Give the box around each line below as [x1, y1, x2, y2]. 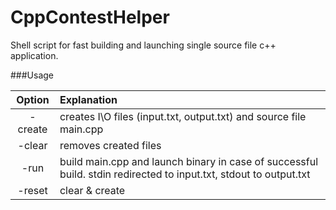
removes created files [59, 138, 162, 152]
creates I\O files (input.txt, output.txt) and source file [59, 109, 307, 123]
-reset [17, 183, 48, 197]
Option [16, 92, 50, 106]
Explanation [59, 92, 118, 106]
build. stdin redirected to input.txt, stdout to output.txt [59, 167, 311, 181]
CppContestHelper [10, 6, 170, 29]
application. [10, 49, 59, 61]
